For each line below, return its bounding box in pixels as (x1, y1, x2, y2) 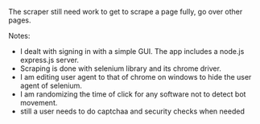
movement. (19, 98, 58, 107)
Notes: (8, 31, 31, 40)
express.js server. (19, 56, 79, 64)
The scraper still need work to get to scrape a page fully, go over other (8, 7, 243, 16)
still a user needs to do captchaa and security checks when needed (19, 106, 246, 116)
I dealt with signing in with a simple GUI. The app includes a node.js (19, 47, 245, 56)
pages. (8, 15, 31, 25)
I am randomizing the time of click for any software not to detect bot (19, 89, 246, 99)
